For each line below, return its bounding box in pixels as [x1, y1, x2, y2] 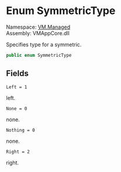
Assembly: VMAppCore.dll [6, 29, 70, 36]
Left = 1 [6, 84, 27, 90]
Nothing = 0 [6, 127, 35, 133]
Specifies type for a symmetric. [6, 41, 82, 48]
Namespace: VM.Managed [6, 23, 71, 30]
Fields [6, 68, 29, 78]
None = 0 [6, 105, 27, 112]
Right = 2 [6, 149, 30, 154]
